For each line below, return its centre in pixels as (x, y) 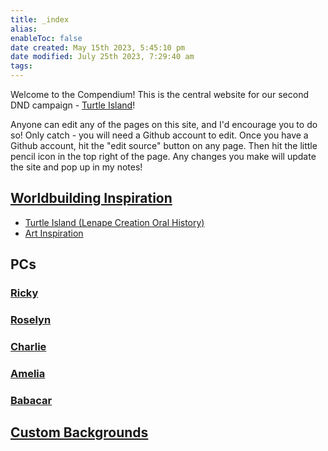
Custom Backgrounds (79, 432)
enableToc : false (46, 38)
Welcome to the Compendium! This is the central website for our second (159, 94)
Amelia (28, 373)
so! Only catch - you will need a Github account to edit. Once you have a (159, 135)
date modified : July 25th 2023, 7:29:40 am (102, 57)
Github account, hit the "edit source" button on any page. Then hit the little (164, 145)
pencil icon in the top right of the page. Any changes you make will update (163, 156)
